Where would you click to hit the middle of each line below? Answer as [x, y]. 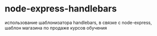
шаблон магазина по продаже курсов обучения [56, 27]
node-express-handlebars [61, 9]
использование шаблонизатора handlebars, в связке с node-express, [78, 22]
